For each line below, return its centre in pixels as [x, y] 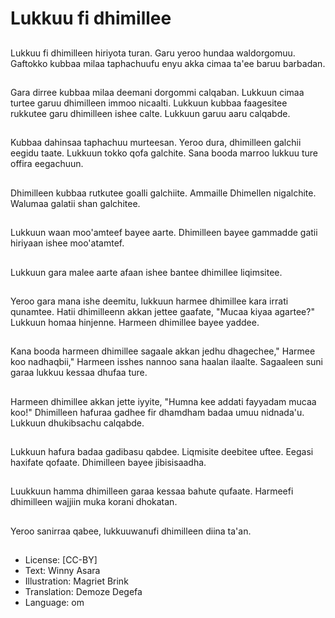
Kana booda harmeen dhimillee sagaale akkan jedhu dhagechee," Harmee [163, 351]
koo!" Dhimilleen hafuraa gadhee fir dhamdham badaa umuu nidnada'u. [157, 412]
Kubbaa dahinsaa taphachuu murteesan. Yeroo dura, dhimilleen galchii [156, 143]
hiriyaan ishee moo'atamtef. [67, 243]
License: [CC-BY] [61, 560]
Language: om [54, 603]
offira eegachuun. [47, 164]
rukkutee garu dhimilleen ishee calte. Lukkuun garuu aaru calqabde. [150, 113]
